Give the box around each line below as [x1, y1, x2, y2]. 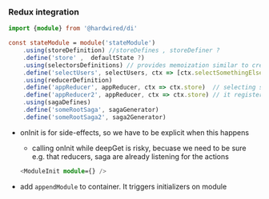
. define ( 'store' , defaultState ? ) [22, 54, 146, 62]
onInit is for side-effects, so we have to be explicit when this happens [19, 127, 250, 137]
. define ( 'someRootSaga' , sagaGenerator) [22, 106, 159, 114]
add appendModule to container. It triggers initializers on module [19, 181, 227, 191]
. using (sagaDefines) [22, 98, 91, 106]
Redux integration [8, 6, 80, 18]
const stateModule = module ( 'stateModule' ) [8, 39, 156, 47]
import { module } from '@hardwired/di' [8, 25, 138, 33]
